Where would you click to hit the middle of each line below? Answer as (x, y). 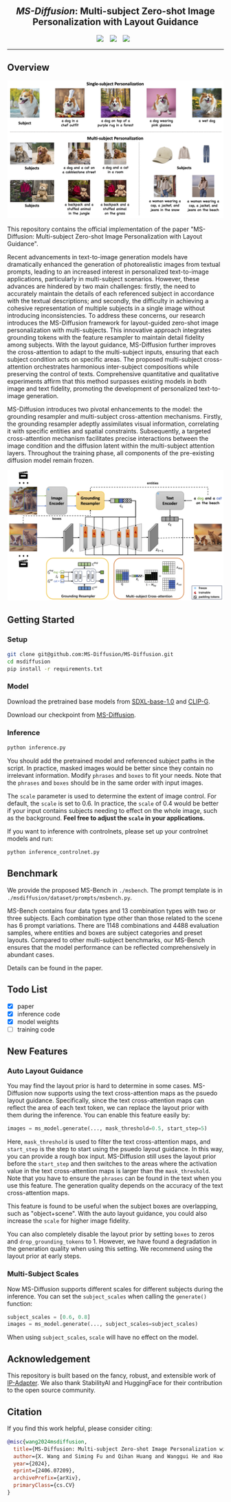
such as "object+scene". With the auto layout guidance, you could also (107, 1214)
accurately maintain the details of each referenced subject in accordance (111, 293)
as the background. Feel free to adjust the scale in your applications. (106, 818)
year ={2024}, (32, 1463)
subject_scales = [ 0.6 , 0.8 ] (49, 1317)
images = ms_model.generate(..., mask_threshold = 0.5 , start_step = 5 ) (107, 1129)
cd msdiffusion (29, 662)
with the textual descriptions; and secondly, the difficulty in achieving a (108, 301)
